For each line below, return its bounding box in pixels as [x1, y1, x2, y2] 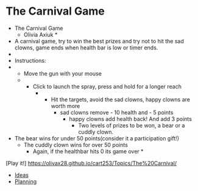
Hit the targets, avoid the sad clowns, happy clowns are [51, 96, 190, 103]
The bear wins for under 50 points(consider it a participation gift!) [14, 134, 180, 142]
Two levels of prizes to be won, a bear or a [78, 121, 185, 129]
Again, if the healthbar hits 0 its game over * [32, 148, 144, 155]
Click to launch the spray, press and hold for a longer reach [32, 82, 182, 90]
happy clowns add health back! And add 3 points [69, 115, 193, 123]
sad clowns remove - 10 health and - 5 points [60, 109, 174, 116]
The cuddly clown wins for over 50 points [23, 141, 129, 148]
